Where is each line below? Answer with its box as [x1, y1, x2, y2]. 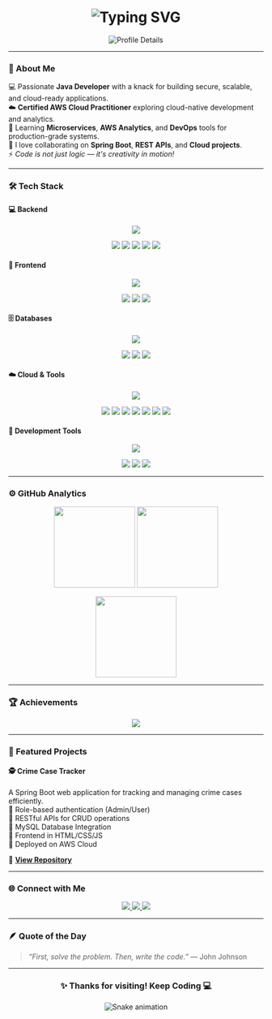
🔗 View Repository [8, 854, 73, 864]
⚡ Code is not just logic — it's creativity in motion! [8, 149, 175, 159]
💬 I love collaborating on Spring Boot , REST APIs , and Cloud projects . [8, 140, 243, 150]
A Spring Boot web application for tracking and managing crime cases [8, 787, 243, 797]
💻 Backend [8, 204, 48, 214]
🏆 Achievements [8, 697, 79, 708]
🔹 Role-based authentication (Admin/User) [8, 804, 151, 815]
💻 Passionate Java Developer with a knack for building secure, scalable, [8, 82, 253, 92]
